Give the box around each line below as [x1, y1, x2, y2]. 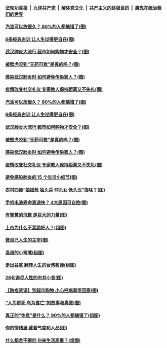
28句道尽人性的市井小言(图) [5, 274, 63, 281]
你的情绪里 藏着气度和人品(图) [5, 325, 67, 331]
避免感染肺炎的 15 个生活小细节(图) [5, 174, 77, 180]
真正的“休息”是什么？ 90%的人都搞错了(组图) [5, 312, 100, 318]
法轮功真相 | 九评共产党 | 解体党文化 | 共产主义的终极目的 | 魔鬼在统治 [5, 5, 157, 11]
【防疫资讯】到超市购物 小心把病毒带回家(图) [5, 287, 99, 293]
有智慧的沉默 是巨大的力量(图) [5, 212, 67, 218]
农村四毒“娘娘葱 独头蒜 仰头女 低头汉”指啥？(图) [5, 187, 105, 193]
